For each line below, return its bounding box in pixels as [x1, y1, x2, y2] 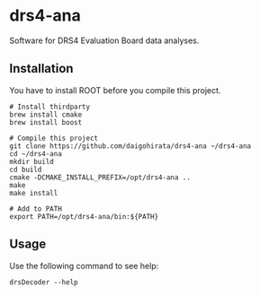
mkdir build [9, 157, 54, 166]
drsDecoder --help [9, 277, 78, 287]
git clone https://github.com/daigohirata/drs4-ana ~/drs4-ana [9, 141, 252, 151]
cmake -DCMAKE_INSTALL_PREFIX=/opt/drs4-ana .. [9, 172, 192, 182]
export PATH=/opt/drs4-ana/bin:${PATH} [9, 212, 159, 221]
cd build [9, 165, 42, 174]
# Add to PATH [9, 204, 63, 213]
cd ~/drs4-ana [9, 149, 63, 158]
